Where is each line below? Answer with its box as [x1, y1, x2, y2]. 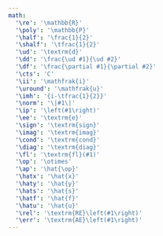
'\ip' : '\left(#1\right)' [15, 107, 101, 115]
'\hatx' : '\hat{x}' [15, 172, 80, 181]
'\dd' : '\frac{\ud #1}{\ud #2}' [15, 56, 122, 64]
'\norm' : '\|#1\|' [15, 99, 76, 107]
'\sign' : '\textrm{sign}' [15, 121, 101, 129]
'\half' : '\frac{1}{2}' [15, 33, 93, 42]
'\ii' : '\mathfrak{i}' [15, 77, 90, 85]
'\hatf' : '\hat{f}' [15, 194, 80, 202]
